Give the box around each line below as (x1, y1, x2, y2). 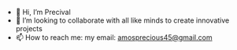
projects (15, 24, 43, 33)
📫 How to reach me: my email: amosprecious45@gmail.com (15, 33, 213, 42)
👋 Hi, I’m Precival (15, 8, 71, 16)
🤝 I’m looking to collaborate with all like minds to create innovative (15, 16, 230, 25)
